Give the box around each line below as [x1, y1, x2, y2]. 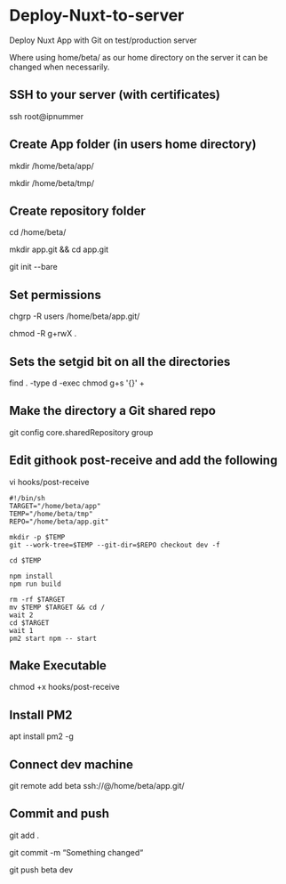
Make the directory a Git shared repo [9, 403, 216, 418]
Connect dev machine [9, 757, 134, 772]
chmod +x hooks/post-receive [9, 682, 120, 693]
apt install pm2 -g [9, 731, 74, 742]
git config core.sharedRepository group [9, 426, 154, 437]
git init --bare [9, 262, 58, 272]
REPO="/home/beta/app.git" [9, 517, 109, 526]
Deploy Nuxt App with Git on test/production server [9, 35, 197, 45]
